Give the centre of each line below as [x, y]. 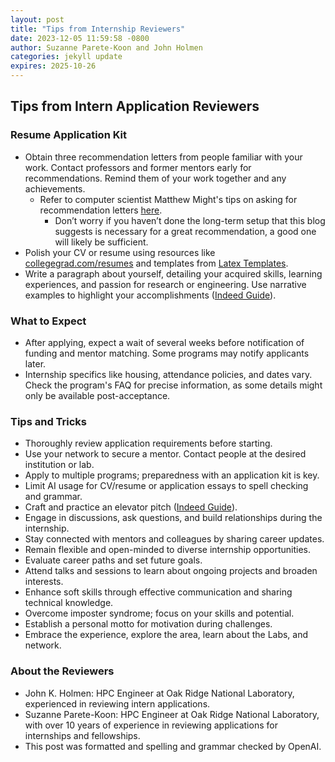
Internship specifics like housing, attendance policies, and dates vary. [168, 374]
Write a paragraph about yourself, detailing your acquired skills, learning [173, 273]
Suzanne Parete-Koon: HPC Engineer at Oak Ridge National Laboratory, [172, 714]
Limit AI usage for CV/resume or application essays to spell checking [166, 486]
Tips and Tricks [49, 421]
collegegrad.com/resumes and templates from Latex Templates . [156, 263]
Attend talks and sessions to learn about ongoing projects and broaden [171, 571]
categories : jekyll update [66, 57]
